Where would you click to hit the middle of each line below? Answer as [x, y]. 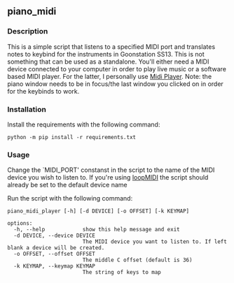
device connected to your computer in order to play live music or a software [117, 68]
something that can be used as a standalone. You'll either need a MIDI [108, 61]
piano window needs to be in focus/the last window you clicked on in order [116, 84]
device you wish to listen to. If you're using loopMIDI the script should [108, 177]
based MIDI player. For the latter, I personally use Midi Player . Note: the [110, 76]
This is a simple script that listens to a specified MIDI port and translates [111, 46]
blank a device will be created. [56, 248]
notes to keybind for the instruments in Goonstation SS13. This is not [106, 54]
